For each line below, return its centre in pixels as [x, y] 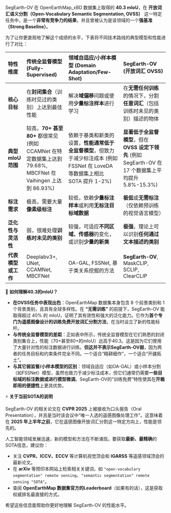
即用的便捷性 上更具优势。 [39, 385]
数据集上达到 [47, 159]
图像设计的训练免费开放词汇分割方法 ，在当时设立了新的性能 [93, 322]
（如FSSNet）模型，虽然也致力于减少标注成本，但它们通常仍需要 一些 [85, 373]
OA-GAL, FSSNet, [90, 263]
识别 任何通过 [144, 234]
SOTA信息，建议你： [27, 445]
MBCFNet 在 [41, 173]
